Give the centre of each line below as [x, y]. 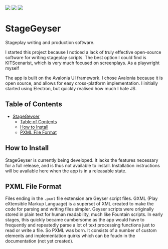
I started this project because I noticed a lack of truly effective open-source [83, 52]
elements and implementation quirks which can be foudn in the [70, 236]
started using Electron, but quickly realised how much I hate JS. [71, 88]
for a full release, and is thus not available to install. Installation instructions [83, 165]
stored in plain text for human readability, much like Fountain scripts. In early [84, 214]
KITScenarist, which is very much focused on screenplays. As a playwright [82, 63]
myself [12, 68]
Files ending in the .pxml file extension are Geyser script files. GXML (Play [81, 198]
